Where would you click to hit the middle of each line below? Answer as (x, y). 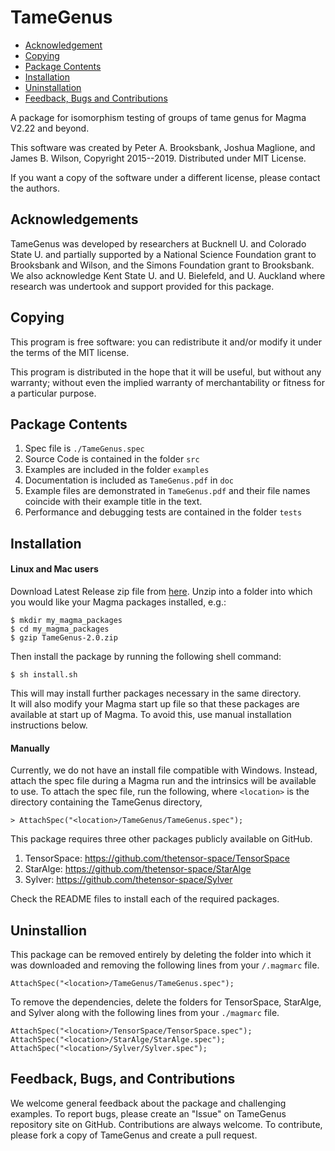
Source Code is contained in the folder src (112, 459)
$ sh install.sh (44, 674)
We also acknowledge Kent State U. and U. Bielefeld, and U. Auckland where (168, 275)
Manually (30, 748)
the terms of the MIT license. (70, 352)
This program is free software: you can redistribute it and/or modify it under (166, 342)
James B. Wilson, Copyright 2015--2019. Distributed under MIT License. (158, 158)
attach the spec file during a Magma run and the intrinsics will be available (163, 781)
